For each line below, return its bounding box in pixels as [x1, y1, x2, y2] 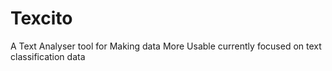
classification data [10, 50, 86, 62]
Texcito [10, 7, 73, 30]
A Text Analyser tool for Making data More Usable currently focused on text [10, 40, 322, 52]
